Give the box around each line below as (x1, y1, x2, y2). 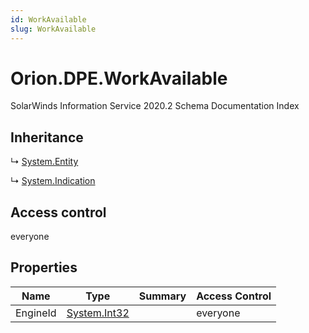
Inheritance (10, 129, 84, 146)
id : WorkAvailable (10, 14, 87, 25)
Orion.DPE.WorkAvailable (10, 67, 228, 90)
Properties (10, 259, 78, 276)
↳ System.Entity (10, 156, 79, 168)
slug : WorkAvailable (10, 24, 97, 34)
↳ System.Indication (10, 175, 96, 187)
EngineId (15, 306, 57, 320)
